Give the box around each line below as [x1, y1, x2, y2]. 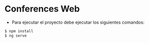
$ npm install [4, 29, 34, 33]
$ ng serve [4, 33, 27, 38]
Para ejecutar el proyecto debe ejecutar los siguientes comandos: [11, 19, 145, 25]
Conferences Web [4, 3, 80, 14]
